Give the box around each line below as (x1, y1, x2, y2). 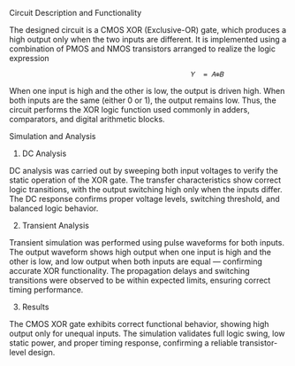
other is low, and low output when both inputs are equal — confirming (9, 256, 262, 267)
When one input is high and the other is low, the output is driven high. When (9, 86, 285, 96)
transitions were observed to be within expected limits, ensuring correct (9, 275, 271, 285)
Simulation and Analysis (9, 131, 96, 141)
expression (9, 53, 50, 63)
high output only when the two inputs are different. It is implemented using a (9, 35, 287, 44)
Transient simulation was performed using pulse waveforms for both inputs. (9, 238, 285, 247)
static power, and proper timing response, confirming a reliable (9, 338, 238, 348)
